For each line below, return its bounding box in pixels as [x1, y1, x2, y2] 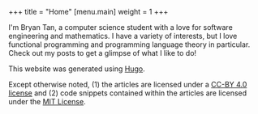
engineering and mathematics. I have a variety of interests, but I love [8, 32, 238, 40]
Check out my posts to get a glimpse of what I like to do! [8, 49, 197, 57]
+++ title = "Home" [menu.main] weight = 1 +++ [8, 7, 169, 16]
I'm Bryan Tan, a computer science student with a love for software [8, 23, 233, 32]
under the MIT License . [8, 97, 87, 106]
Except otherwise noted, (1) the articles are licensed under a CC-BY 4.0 [8, 80, 247, 89]
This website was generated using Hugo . [8, 64, 145, 74]
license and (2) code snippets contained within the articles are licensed [8, 88, 247, 98]
